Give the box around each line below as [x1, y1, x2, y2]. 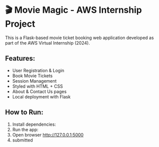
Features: [5, 54, 36, 63]
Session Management [12, 78, 57, 84]
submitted [12, 137, 33, 143]
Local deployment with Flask [12, 94, 71, 99]
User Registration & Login [12, 67, 65, 73]
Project [5, 18, 36, 30]
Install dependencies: [12, 121, 56, 127]
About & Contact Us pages [12, 88, 67, 95]
